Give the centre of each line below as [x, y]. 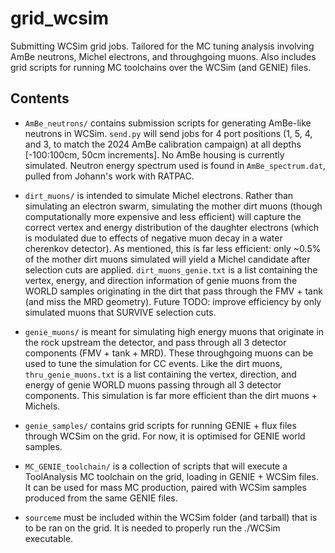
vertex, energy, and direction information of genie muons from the [161, 280]
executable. [49, 538]
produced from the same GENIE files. [101, 498]
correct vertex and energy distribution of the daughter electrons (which [172, 227]
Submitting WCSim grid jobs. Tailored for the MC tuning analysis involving [162, 46]
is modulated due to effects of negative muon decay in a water [153, 238]
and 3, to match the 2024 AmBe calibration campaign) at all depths [163, 144]
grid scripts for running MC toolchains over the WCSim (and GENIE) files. [161, 67]
